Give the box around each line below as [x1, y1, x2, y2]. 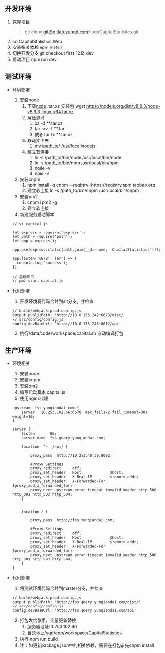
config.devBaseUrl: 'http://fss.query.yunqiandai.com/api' [12, 608, 137, 613]
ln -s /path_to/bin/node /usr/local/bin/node [34, 154, 122, 160]
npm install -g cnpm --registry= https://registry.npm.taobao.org [27, 182, 156, 187]
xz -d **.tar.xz [34, 120, 63, 126]
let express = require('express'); [12, 230, 86, 235]
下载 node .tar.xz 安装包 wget [27, 103, 85, 109]
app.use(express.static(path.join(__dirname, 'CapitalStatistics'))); [12, 247, 161, 252]
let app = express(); [12, 238, 57, 243]
